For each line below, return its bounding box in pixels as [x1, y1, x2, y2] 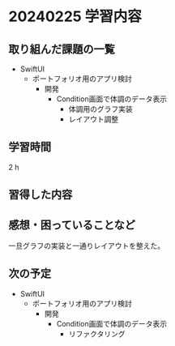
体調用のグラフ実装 [68, 105, 133, 113]
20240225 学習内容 [8, 7, 142, 26]
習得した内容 [8, 188, 73, 202]
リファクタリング [68, 329, 126, 339]
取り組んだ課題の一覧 [8, 42, 115, 56]
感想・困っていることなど [8, 218, 136, 232]
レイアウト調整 [68, 114, 119, 124]
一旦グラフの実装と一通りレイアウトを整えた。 [8, 241, 164, 251]
